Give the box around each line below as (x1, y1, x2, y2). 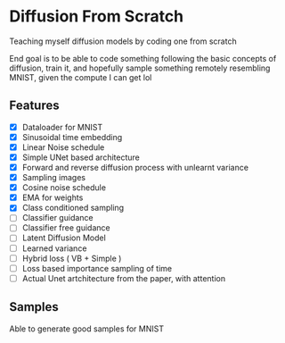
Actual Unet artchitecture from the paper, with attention (21, 272, 225, 283)
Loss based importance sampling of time (21, 263, 173, 273)
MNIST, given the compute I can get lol (9, 71, 152, 82)
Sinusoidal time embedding (21, 131, 123, 142)
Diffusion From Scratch (9, 6, 184, 27)
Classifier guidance (21, 213, 94, 223)
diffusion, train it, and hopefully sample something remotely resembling (9, 63, 271, 73)
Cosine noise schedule (21, 182, 107, 193)
